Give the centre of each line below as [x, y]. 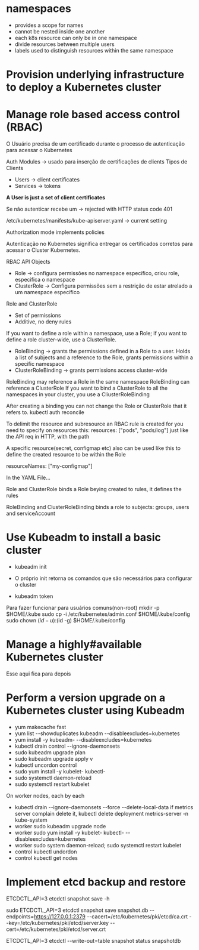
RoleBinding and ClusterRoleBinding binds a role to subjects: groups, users [98, 507]
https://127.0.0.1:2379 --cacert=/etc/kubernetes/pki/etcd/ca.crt [111, 916]
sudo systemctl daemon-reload [53, 778]
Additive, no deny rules [43, 322]
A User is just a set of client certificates [56, 198]
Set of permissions [38, 316]
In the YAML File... [28, 478]
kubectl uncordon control [46, 765]
